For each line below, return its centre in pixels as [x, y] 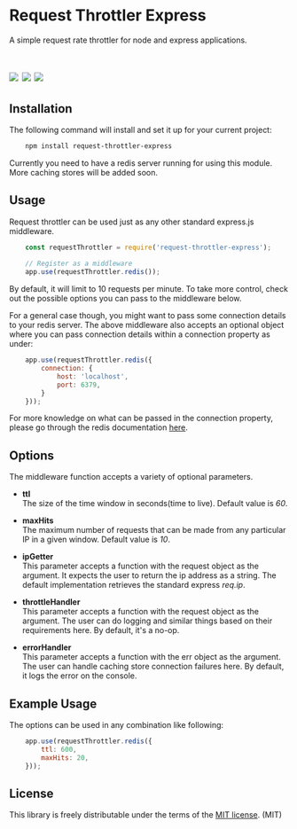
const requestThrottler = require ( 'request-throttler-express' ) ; [148, 247]
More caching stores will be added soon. [83, 172]
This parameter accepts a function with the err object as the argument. [151, 657]
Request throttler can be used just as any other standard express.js [132, 222]
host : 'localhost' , [92, 376]
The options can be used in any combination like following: [117, 725]
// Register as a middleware [79, 264]
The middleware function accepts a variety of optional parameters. [131, 477]
